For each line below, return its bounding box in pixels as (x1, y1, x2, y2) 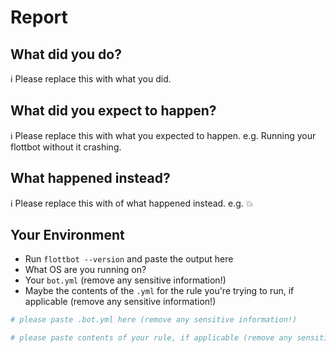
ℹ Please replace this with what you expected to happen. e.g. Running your (10, 129, 317, 141)
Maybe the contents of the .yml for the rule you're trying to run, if (24, 285, 295, 297)
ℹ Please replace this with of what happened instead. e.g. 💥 (10, 197, 254, 209)
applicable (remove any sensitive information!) (24, 296, 217, 308)
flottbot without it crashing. (10, 141, 122, 153)
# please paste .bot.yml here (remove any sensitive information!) (10, 315, 298, 325)
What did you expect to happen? (10, 102, 217, 120)
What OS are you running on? (24, 264, 147, 276)
